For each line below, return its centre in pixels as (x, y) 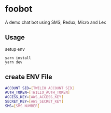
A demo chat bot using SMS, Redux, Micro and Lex (55, 22)
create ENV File (28, 77)
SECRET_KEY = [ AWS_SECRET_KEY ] (34, 102)
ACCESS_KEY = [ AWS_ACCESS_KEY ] (34, 97)
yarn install (18, 58)
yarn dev (14, 62)
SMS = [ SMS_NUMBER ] (22, 106)
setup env (15, 49)
